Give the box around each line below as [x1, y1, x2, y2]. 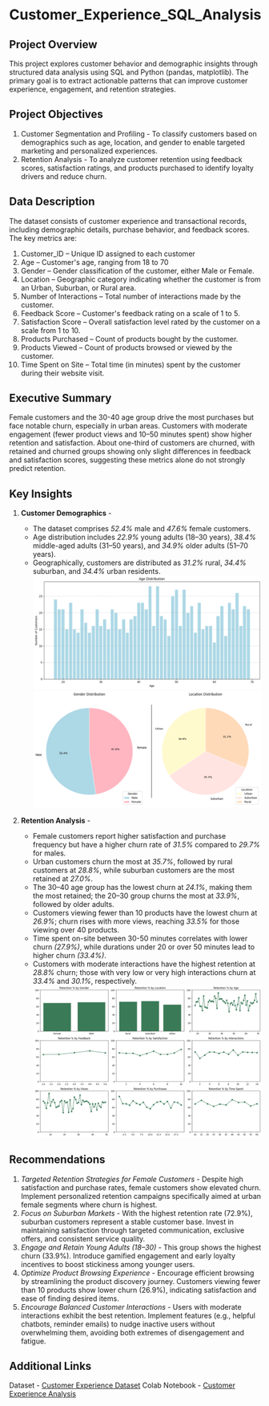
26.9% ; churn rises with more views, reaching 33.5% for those [32, 916, 239, 926]
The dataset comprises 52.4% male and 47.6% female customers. [32, 524, 251, 534]
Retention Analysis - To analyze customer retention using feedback [20, 154, 243, 164]
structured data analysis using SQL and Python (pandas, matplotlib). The [9, 67, 249, 77]
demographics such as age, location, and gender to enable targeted [20, 137, 245, 147]
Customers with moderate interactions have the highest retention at [32, 959, 255, 969]
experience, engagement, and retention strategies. [9, 84, 177, 94]
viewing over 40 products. [32, 924, 120, 934]
